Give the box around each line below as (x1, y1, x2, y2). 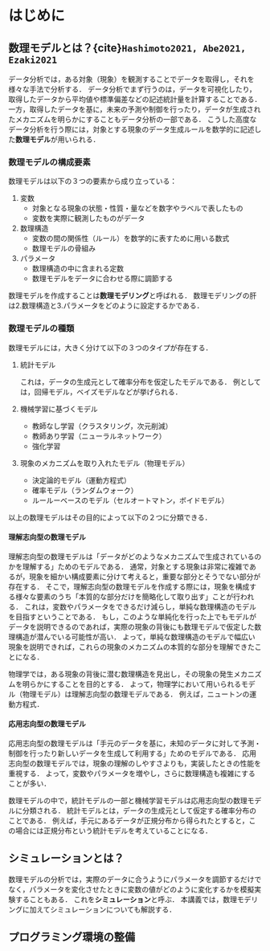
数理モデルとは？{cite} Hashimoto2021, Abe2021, (8, 41, 247, 55)
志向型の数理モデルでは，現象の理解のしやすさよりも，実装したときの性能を (8, 759, 262, 768)
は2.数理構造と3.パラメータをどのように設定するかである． (8, 301, 204, 311)
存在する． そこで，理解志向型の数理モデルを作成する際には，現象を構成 (8, 582, 250, 591)
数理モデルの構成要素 (8, 157, 91, 168)
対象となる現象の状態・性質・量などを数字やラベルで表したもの (31, 203, 243, 213)
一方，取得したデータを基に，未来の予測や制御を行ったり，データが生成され (8, 104, 261, 114)
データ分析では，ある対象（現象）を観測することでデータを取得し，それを (8, 75, 255, 84)
